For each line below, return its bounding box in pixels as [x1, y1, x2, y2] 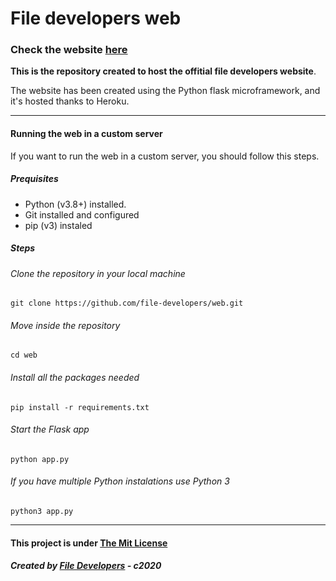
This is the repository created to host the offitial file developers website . [10, 65, 317, 77]
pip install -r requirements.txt [10, 402, 150, 412]
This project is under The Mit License [10, 537, 168, 549]
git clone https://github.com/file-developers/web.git [10, 298, 244, 309]
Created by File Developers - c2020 [10, 560, 162, 572]
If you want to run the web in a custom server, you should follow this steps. [10, 150, 320, 162]
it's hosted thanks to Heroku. [10, 95, 130, 107]
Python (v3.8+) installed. [24, 198, 127, 210]
